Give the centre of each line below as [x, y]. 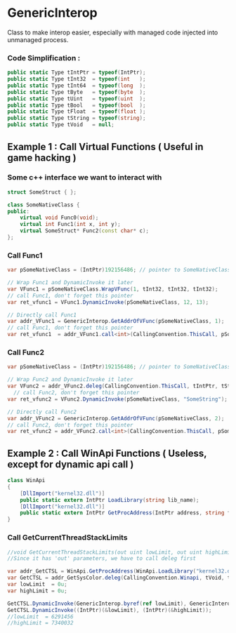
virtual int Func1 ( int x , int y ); [70, 225]
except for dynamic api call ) [71, 464]
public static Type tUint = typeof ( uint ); [77, 99]
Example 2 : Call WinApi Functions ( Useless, [107, 453]
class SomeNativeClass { [44, 205]
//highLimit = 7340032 [40, 623]
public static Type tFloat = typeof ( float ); [77, 112]
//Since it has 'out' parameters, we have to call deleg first [102, 559]
